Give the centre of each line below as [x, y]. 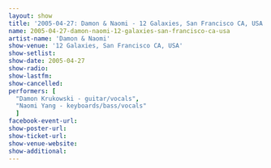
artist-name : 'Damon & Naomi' [60, 38]
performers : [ [32, 91]
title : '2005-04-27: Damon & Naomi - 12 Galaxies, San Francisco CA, [129, 23]
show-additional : [38, 151]
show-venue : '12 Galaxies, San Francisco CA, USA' [96, 46]
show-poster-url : [38, 128]
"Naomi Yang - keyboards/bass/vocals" [82, 106]
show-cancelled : [36, 83]
